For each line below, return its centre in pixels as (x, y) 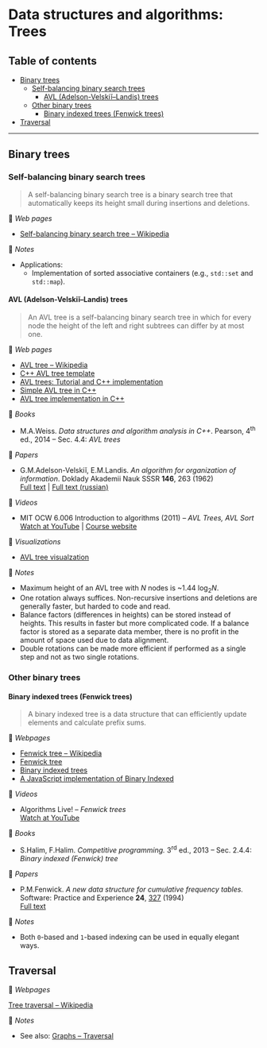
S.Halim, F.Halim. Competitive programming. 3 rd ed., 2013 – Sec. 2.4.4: (135, 849)
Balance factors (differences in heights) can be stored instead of (125, 615)
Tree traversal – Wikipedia (51, 1005)
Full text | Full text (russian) (64, 487)
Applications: (41, 265)
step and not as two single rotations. (79, 657)
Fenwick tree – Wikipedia (61, 753)
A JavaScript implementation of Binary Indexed (97, 779)
